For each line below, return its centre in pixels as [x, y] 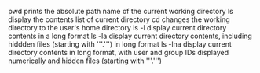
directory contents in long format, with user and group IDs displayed [119, 52]
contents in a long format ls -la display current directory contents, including [130, 36]
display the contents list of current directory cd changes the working [119, 19]
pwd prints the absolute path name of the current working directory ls [121, 11]
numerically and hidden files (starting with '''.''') [85, 61]
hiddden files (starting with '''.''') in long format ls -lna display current [120, 44]
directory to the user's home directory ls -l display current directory [117, 28]
